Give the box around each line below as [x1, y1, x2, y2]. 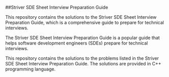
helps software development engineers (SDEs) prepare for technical [5, 40, 148, 46]
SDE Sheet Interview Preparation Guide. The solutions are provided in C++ [5, 61, 161, 66]
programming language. [5, 66, 56, 72]
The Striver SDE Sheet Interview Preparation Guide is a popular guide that [5, 35, 160, 41]
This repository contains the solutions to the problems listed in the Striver [5, 55, 159, 61]
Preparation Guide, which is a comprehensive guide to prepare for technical [5, 20, 164, 25]
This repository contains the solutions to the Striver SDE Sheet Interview [5, 14, 157, 20]
